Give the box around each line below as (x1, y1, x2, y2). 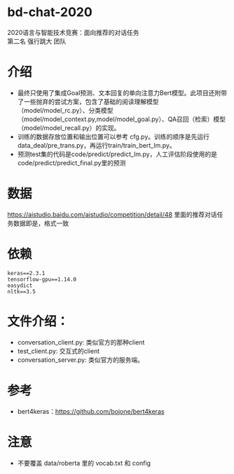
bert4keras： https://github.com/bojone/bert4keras (17, 407, 165, 415)
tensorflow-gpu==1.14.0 (7, 276, 77, 283)
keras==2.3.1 (7, 270, 46, 277)
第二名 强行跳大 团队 (7, 36, 67, 46)
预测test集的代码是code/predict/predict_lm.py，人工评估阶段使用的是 (17, 150, 217, 158)
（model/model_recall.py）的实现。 (17, 123, 121, 132)
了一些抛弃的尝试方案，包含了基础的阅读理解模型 (17, 97, 159, 106)
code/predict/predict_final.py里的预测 (17, 158, 126, 167)
